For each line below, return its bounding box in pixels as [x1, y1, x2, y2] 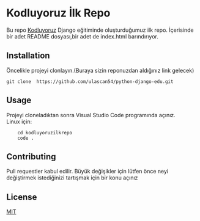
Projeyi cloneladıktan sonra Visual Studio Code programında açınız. [6, 111, 176, 118]
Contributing [6, 151, 56, 162]
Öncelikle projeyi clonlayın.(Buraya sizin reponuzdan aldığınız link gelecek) [6, 67, 194, 74]
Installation [6, 51, 50, 61]
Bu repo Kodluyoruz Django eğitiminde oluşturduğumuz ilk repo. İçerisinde [6, 26, 194, 34]
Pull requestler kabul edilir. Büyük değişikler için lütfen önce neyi [6, 168, 169, 175]
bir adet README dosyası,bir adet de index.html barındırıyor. [6, 32, 159, 40]
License [6, 192, 37, 202]
